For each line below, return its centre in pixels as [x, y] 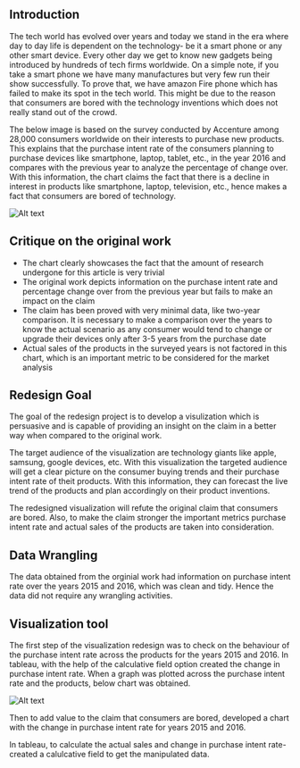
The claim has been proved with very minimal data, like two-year [141, 310]
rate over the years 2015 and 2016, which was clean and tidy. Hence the [142, 586]
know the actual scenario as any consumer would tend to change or [147, 329]
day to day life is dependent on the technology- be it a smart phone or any [146, 46]
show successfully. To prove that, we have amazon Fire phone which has [144, 83]
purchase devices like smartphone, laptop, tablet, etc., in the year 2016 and [148, 158]
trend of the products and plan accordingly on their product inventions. [140, 491]
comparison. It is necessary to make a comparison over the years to [147, 320]
